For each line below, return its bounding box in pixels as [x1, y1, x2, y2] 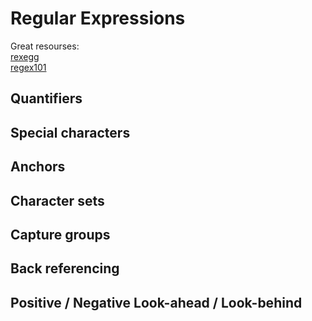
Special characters [10, 124, 131, 141]
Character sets [10, 192, 105, 209]
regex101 [10, 61, 47, 73]
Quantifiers [10, 90, 83, 107]
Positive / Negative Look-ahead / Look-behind [10, 294, 303, 311]
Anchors [10, 158, 66, 176]
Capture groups [10, 226, 111, 243]
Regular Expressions [10, 7, 186, 30]
